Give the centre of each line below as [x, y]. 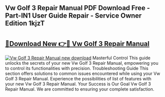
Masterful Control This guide [121, 58]
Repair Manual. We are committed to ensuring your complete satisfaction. [80, 89]
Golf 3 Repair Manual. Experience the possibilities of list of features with [78, 79]
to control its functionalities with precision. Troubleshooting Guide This [77, 68]
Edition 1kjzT [25, 23]
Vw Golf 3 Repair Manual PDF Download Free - [78, 8]
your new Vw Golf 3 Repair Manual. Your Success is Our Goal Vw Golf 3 [78, 84]
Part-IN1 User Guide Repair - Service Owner [73, 16]
